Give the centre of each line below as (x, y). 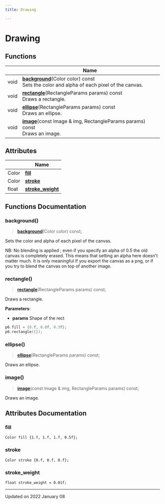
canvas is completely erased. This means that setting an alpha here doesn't (82, 256)
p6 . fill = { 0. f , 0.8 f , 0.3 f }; (36, 327)
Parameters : (18, 309)
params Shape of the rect (38, 318)
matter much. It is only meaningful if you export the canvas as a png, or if (79, 261)
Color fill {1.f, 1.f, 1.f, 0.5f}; (41, 437)
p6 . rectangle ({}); (24, 332)
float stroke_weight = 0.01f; (36, 483)
